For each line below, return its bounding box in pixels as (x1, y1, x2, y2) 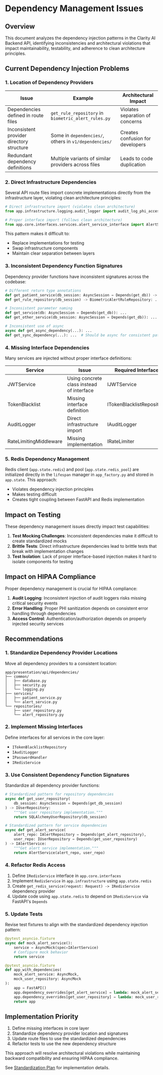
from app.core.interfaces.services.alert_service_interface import (5, 222, 145, 227)
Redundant (7, 152, 33, 159)
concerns (120, 118, 142, 125)
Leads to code (120, 155, 153, 162)
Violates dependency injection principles (12, 486, 94, 492)
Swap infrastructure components (12, 245, 79, 251)
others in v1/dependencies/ (50, 138, 112, 145)
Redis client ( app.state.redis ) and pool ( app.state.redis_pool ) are (5, 467, 139, 472)
